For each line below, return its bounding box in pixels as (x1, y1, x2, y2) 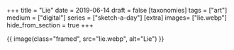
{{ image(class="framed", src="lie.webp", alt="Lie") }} (6, 35, 165, 43)
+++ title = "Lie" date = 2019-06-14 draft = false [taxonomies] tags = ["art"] (6, 6, 228, 14)
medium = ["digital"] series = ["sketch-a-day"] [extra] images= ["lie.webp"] (6, 13, 228, 22)
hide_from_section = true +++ (6, 21, 94, 29)
